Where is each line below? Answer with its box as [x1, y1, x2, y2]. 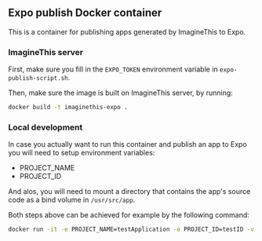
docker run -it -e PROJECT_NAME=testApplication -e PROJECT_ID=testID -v [8, 225, 255, 234]
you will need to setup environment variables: [8, 148, 155, 158]
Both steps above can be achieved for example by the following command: [8, 210, 249, 220]
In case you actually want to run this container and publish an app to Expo [8, 140, 247, 149]
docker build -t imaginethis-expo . [8, 104, 128, 111]
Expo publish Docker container [8, 6, 162, 20]
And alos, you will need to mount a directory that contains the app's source [8, 187, 251, 196]
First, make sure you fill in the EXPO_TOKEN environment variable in [8, 64, 218, 74]
